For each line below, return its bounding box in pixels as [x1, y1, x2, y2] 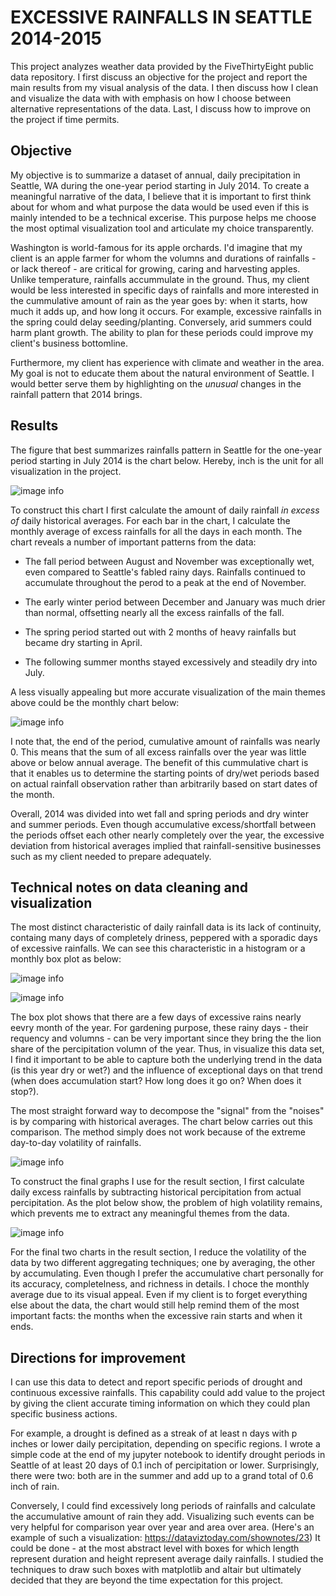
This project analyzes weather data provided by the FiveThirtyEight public [10, 60, 314, 72]
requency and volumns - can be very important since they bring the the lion [10, 1032, 322, 1045]
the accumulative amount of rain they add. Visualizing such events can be [10, 1511, 315, 1523]
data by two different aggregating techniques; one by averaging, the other [10, 1257, 316, 1269]
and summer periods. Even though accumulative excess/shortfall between [10, 818, 317, 830]
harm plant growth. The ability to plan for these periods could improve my [10, 326, 314, 338]
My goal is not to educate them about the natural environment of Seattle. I [10, 367, 315, 379]
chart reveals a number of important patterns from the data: [10, 536, 257, 548]
